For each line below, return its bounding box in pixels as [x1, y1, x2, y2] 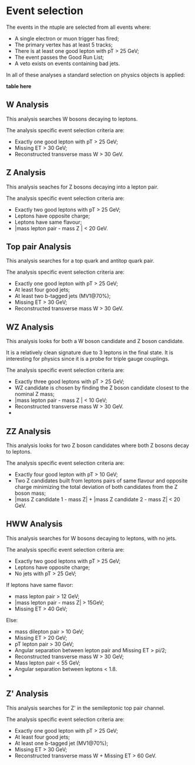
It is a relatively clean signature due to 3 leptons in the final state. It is [6, 349, 173, 356]
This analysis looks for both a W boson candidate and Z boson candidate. [6, 338, 184, 345]
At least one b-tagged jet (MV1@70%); [14, 739, 109, 747]
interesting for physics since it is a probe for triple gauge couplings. [6, 355, 170, 363]
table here [6, 82, 32, 89]
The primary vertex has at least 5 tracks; [14, 41, 113, 48]
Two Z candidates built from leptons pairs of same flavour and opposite [14, 477, 188, 484]
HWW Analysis [6, 519, 63, 529]
